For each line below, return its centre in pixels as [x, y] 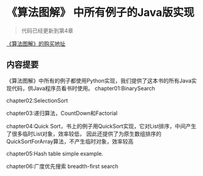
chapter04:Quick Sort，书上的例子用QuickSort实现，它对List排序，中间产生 [102, 126]
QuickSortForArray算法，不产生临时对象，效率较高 [70, 141]
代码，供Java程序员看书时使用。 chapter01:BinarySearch [83, 88]
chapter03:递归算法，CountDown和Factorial [62, 113]
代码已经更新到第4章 [47, 31]
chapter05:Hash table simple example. [55, 153]
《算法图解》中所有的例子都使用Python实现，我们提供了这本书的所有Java [99, 81]
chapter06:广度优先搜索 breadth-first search [62, 166]
